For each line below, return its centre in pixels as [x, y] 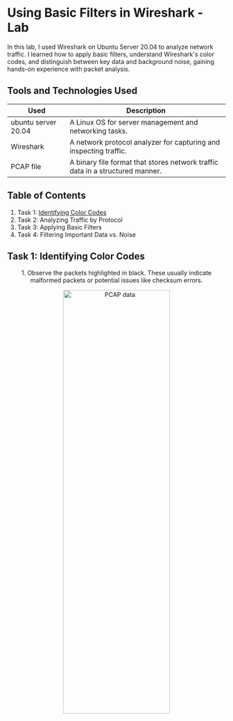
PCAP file [26, 166]
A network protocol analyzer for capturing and [145, 142]
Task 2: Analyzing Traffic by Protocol [70, 220]
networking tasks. [98, 131]
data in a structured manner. [115, 170]
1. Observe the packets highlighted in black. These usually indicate [116, 273]
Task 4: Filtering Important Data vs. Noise [77, 234]
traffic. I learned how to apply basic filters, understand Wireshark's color [111, 54]
